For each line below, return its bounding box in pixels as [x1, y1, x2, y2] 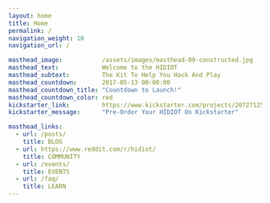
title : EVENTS [22, 168, 70, 176]
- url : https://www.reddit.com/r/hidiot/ [15, 145, 157, 153]
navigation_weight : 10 [8, 34, 84, 43]
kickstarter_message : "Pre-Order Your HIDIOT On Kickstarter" [8, 108, 239, 116]
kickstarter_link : [8, 101, 70, 109]
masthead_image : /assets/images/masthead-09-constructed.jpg [8, 56, 253, 64]
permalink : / [8, 26, 52, 35]
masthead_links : [8, 123, 63, 131]
